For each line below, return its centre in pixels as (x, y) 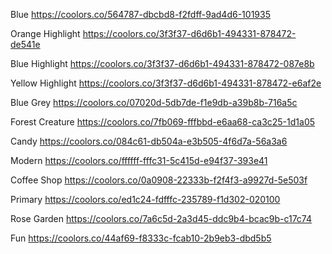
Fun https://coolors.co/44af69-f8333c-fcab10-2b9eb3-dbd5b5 (141, 238)
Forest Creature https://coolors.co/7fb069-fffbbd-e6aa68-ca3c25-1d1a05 (163, 122)
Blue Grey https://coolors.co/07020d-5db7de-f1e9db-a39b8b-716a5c (154, 102)
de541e (25, 44)
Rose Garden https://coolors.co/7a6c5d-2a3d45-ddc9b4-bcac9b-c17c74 (161, 218)
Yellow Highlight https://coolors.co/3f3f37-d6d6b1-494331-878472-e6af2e (166, 83)
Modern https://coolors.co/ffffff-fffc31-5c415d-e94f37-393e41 (139, 160)
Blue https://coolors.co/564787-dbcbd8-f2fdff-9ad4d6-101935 (140, 14)
